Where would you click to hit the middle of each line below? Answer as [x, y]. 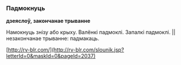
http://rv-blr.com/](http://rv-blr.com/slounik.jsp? [66, 50]
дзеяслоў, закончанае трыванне [48, 21]
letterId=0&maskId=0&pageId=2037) [51, 56]
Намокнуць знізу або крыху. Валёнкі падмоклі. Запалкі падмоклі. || [91, 32]
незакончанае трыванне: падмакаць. [53, 39]
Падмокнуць [26, 8]
